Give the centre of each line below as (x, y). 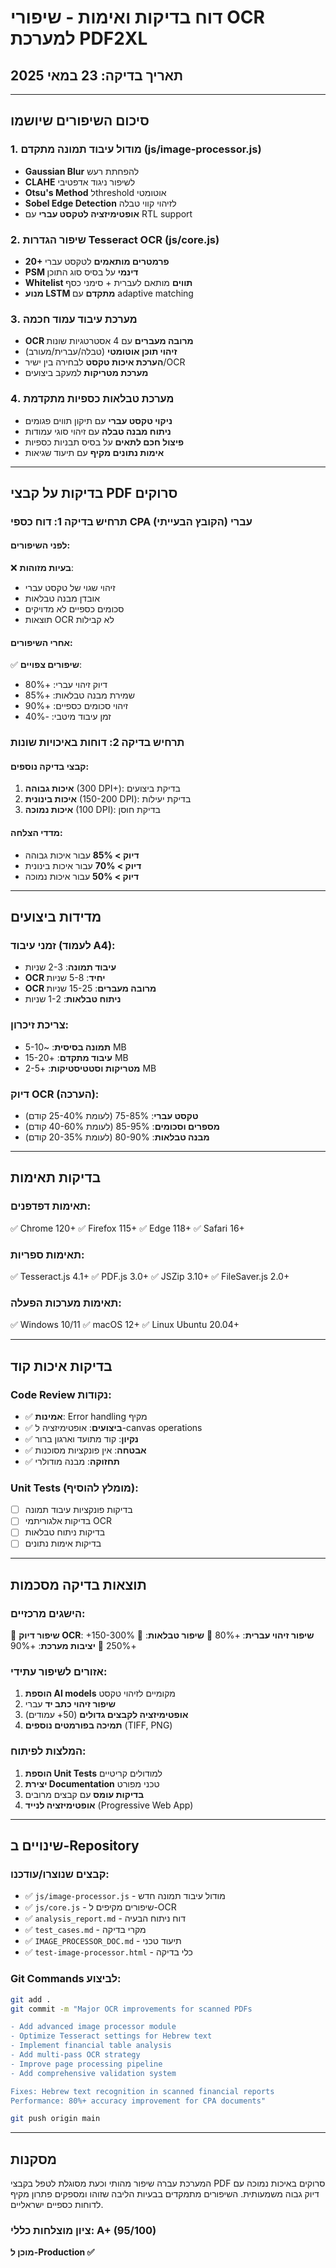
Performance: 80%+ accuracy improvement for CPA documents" (138, 2101)
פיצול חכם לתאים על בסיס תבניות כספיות (104, 442)
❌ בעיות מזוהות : (42, 568)
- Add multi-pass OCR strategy (75, 2055)
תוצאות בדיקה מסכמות (78, 1584)
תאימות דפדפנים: (51, 1206)
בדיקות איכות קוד (61, 1366)
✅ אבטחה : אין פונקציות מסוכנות (85, 1450)
